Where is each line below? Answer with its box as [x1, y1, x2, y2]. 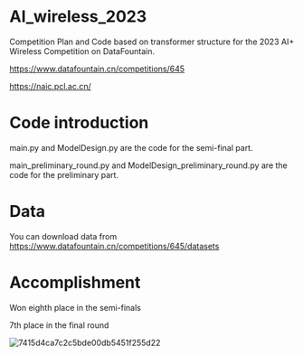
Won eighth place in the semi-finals [9, 302, 142, 313]
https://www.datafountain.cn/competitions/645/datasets [9, 240, 220, 251]
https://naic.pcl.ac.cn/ [9, 80, 92, 91]
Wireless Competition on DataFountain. [9, 45, 156, 56]
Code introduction [9, 113, 149, 133]
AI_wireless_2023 [9, 6, 147, 27]
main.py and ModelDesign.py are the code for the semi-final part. [9, 142, 253, 153]
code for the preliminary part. [9, 169, 119, 180]
